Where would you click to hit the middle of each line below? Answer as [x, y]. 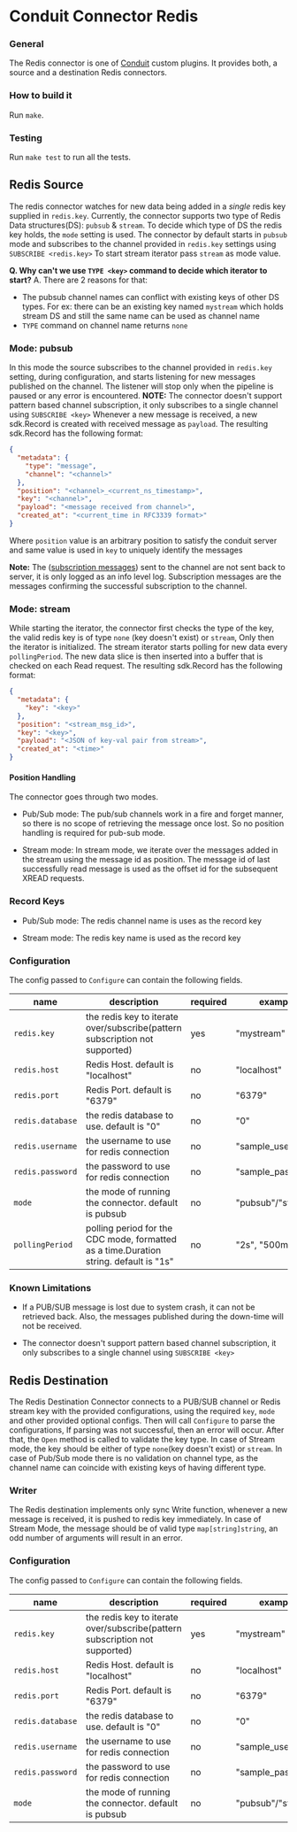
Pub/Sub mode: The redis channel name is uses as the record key [142, 920]
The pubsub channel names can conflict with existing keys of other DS [151, 297]
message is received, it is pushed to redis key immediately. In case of [135, 1519]
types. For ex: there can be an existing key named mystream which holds [153, 306]
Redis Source [46, 185]
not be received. [52, 1326]
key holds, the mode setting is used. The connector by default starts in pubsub [148, 234]
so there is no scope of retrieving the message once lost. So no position [153, 823]
